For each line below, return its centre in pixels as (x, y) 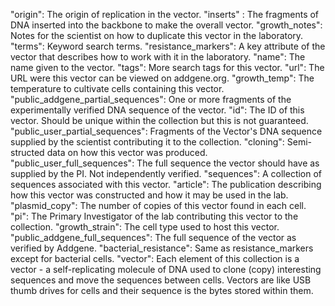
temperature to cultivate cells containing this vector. (117, 88)
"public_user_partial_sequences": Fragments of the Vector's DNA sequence (166, 131)
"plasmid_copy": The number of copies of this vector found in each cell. (158, 205)
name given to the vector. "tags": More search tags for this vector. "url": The (167, 67)
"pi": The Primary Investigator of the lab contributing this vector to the (154, 216)
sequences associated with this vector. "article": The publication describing (166, 184)
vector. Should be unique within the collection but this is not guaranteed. (159, 120)
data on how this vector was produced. (127, 152)
